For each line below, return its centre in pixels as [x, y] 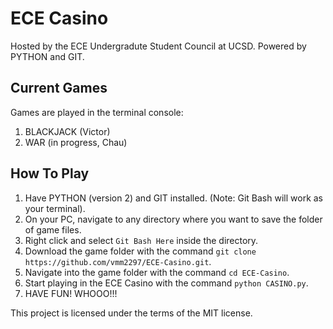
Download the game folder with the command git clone [140, 251]
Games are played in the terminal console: [97, 112]
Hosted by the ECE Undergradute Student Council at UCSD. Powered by [158, 46]
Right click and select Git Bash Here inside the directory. [141, 240]
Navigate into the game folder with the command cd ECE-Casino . [157, 272]
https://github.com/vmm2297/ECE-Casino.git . [118, 261]
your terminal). [55, 208]
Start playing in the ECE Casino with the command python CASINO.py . [166, 283]
